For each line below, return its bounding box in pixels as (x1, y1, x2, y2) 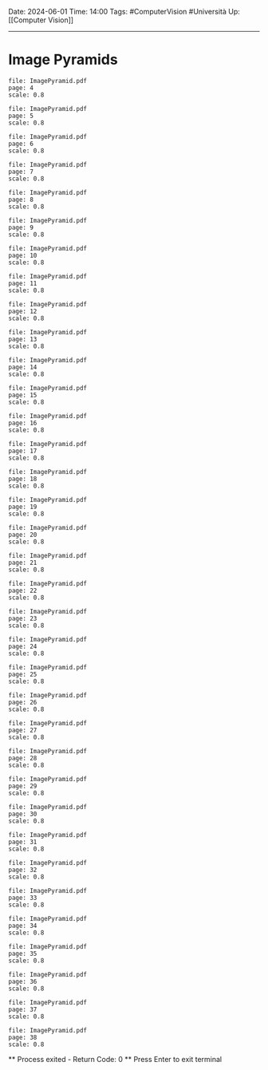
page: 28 (8, 754, 37, 762)
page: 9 (8, 223, 34, 231)
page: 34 (8, 922, 37, 930)
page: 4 (8, 84, 34, 92)
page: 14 (8, 363, 37, 371)
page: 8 (8, 195, 34, 203)
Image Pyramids (8, 51, 118, 69)
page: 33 (8, 894, 37, 902)
